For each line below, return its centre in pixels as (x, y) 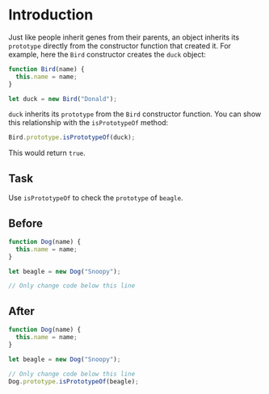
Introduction (51, 15)
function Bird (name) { (46, 69)
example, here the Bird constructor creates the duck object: (107, 54)
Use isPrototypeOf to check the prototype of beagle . (96, 198)
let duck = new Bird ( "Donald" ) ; (63, 98)
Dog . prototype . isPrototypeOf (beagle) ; (74, 381)
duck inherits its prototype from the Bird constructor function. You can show (135, 114)
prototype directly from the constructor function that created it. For (120, 45)
